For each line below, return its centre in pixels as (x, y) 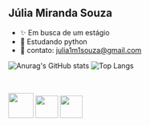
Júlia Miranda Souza (61, 13)
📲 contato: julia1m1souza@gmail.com (81, 50)
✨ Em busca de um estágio (65, 32)
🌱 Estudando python (54, 41)
